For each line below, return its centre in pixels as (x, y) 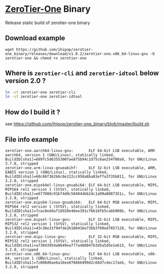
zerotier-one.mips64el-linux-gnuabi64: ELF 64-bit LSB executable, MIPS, (82, 185)
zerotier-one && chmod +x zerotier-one (46, 58)
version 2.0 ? (26, 81)
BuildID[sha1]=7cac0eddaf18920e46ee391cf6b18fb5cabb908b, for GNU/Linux (81, 211)
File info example (32, 139)
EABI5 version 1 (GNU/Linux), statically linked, (57, 172)
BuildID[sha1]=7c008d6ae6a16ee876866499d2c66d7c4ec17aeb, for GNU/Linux (81, 262)
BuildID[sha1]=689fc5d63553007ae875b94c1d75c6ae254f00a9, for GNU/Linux (81, 159)
